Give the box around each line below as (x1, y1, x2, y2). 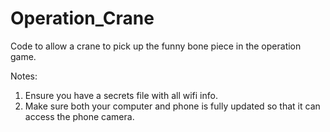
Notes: (10, 70, 38, 82)
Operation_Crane (10, 7, 155, 30)
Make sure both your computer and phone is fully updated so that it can (24, 100, 321, 112)
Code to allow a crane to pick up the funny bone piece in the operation (10, 40, 302, 52)
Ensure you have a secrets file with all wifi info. (24, 89, 218, 101)
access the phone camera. (24, 110, 135, 122)
